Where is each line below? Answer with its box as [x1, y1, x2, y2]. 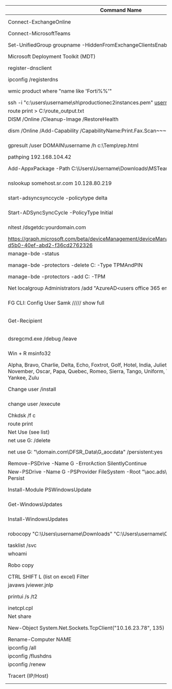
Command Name [99, 7, 142, 13]
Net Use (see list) [8, 428, 50, 436]
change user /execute [8, 400, 60, 407]
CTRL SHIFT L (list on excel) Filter [8, 573, 89, 580]
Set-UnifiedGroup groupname [8, 41, 81, 48]
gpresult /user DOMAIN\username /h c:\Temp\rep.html [8, 142, 139, 149]
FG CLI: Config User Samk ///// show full [8, 299, 105, 306]
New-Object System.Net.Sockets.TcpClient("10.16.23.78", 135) [8, 625, 165, 631]
